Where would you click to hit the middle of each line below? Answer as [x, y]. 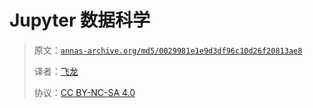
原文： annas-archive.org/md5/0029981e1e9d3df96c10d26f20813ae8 [168, 50]
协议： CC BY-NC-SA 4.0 [84, 92]
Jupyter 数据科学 [80, 20]
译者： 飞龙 [56, 71]
